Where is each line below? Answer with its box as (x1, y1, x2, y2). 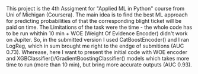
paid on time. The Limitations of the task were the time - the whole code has (6, 23, 193, 31)
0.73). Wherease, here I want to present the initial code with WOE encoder (6, 49, 188, 55)
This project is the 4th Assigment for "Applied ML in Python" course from (6, 5, 185, 12)
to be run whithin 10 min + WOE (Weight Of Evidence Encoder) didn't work (6, 30, 188, 37)
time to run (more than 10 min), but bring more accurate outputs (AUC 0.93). (6, 61, 193, 68)
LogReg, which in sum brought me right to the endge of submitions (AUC (6, 42, 184, 49)
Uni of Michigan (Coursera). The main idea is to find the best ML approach (6, 11, 188, 18)
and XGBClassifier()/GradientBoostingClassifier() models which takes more (6, 55, 190, 62)
